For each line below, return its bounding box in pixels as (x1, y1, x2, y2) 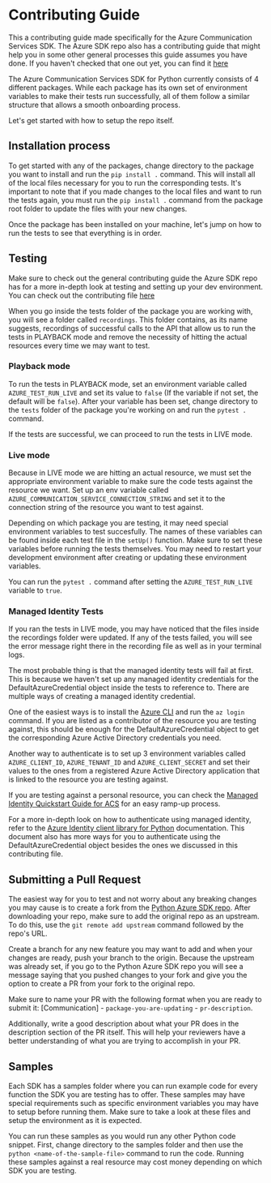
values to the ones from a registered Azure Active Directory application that (8, 766, 260, 776)
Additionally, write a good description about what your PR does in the (8, 1019, 239, 1029)
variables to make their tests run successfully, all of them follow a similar (8, 91, 250, 101)
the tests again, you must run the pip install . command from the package (8, 195, 264, 204)
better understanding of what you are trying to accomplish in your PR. (8, 1036, 241, 1046)
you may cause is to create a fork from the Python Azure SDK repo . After (8, 902, 251, 913)
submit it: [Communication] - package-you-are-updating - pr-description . (8, 1003, 253, 1013)
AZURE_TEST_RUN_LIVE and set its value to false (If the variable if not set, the (8, 388, 259, 397)
